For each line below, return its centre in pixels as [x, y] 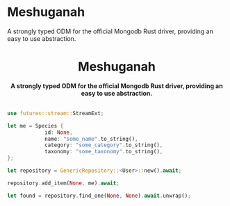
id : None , [58, 132]
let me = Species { [35, 126]
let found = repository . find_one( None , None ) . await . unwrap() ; [99, 196]
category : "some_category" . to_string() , [104, 145]
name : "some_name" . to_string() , [91, 139]
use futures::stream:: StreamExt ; [56, 113]
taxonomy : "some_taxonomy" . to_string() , [104, 152]
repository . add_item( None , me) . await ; [63, 183]
